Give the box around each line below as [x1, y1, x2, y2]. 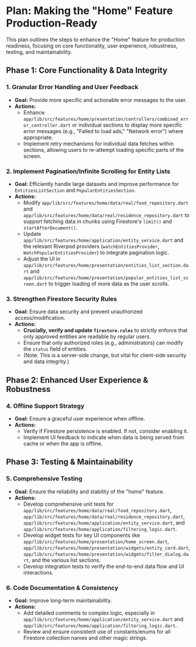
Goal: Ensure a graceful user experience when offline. [14, 415, 145, 422]
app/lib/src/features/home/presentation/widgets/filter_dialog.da [23, 551, 189, 557]
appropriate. [23, 134, 53, 141]
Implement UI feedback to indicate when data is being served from [23, 433, 184, 441]
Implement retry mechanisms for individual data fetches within [23, 140, 174, 147]
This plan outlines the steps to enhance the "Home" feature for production [6, 36, 185, 43]
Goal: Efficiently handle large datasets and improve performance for [14, 180, 180, 187]
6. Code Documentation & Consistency [6, 584, 119, 592]
